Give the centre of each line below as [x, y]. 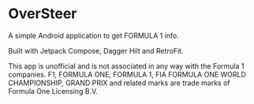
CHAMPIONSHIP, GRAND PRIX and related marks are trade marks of [119, 83]
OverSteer [43, 14]
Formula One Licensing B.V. [53, 91]
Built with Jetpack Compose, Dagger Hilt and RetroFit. [96, 50]
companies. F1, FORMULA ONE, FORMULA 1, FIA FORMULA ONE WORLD [127, 74]
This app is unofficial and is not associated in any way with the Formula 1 [126, 66]
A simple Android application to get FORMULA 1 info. [93, 35]
